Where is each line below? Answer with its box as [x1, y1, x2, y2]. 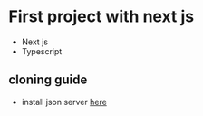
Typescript [21, 45, 63, 56]
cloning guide [8, 72, 88, 88]
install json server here [21, 96, 108, 107]
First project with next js [8, 6, 195, 27]
